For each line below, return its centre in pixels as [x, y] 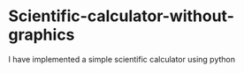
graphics [42, 35]
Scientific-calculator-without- [122, 16]
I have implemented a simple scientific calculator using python [122, 59]
